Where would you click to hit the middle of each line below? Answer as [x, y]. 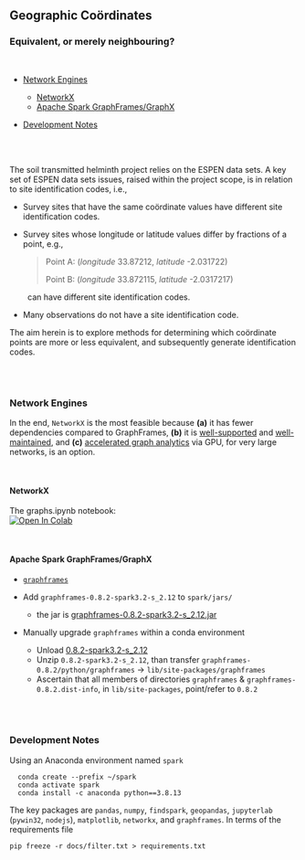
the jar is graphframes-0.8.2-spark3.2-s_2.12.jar [126, 615]
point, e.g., [43, 244]
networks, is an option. [53, 451]
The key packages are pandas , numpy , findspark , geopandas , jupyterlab [141, 810]
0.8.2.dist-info [67, 690]
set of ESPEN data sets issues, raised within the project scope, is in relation [151, 179]
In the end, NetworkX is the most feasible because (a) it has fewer [131, 422]
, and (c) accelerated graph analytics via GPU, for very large [163, 441]
